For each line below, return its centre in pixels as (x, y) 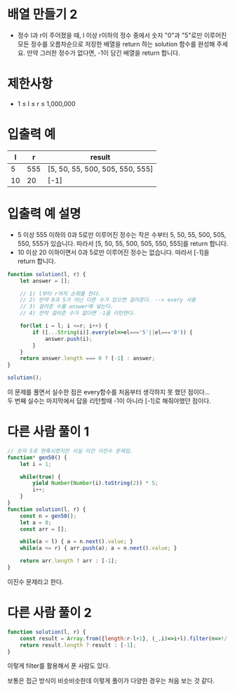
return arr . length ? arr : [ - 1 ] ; (69, 561)
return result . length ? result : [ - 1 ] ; (78, 645)
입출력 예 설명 (44, 214)
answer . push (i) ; (68, 339)
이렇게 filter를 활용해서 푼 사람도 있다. (59, 666)
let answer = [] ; (45, 281)
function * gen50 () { (38, 458)
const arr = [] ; (44, 529)
